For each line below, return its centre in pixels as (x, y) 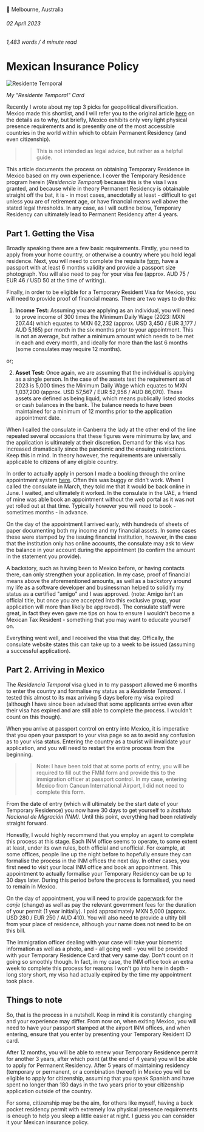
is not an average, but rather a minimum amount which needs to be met (104, 336)
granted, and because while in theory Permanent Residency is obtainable (98, 189)
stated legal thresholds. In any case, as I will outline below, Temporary (94, 208)
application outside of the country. (49, 1091)
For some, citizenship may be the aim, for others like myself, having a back (100, 1103)
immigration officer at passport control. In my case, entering (111, 779)
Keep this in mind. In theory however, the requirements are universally (93, 455)
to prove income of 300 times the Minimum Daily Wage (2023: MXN (100, 316)
